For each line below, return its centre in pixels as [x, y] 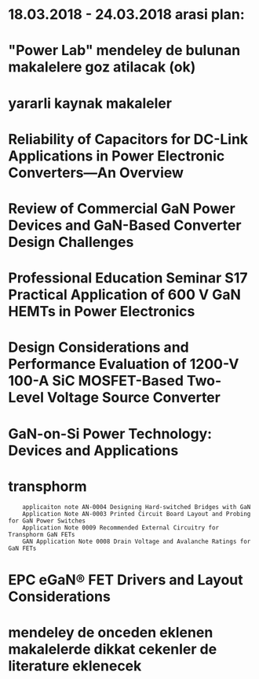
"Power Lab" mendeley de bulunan [124, 51]
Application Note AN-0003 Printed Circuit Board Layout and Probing [137, 514]
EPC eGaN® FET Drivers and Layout [126, 579]
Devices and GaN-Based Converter [125, 225]
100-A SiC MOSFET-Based [96, 381]
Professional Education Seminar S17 [128, 278]
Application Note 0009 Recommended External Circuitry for [121, 528]
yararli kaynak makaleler [90, 103]
